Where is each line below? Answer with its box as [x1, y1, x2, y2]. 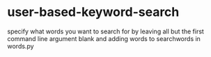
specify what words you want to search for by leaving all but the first [7, 27, 204, 35]
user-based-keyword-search [7, 4, 180, 20]
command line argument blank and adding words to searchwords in [7, 34, 201, 42]
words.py [7, 42, 34, 50]
